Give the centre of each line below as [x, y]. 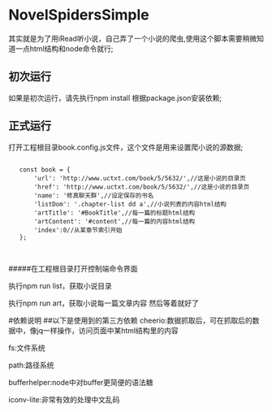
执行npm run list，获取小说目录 [60, 285]
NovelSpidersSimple [79, 15]
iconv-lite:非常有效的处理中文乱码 [64, 399]
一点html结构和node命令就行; [64, 48]
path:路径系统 [31, 365]
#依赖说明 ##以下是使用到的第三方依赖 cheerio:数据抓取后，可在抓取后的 [131, 320]
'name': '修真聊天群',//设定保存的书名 [94, 195]
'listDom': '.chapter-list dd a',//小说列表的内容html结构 [130, 204]
